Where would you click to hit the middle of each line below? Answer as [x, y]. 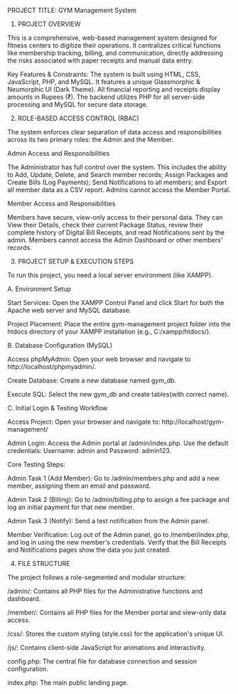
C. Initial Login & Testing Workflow [58, 408]
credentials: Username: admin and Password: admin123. [90, 450]
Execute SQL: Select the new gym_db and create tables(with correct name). [118, 394]
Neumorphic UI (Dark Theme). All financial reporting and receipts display [114, 89]
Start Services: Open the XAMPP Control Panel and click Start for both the [116, 303]
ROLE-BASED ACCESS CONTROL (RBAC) [79, 118]
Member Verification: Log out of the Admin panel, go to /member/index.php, [119, 535]
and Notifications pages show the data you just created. [89, 550]
